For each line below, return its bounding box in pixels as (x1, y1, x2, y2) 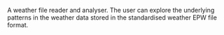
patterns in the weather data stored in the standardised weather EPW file (7, 13, 217, 22)
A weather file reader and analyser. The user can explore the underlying (7, 6, 215, 14)
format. (7, 21, 29, 29)
